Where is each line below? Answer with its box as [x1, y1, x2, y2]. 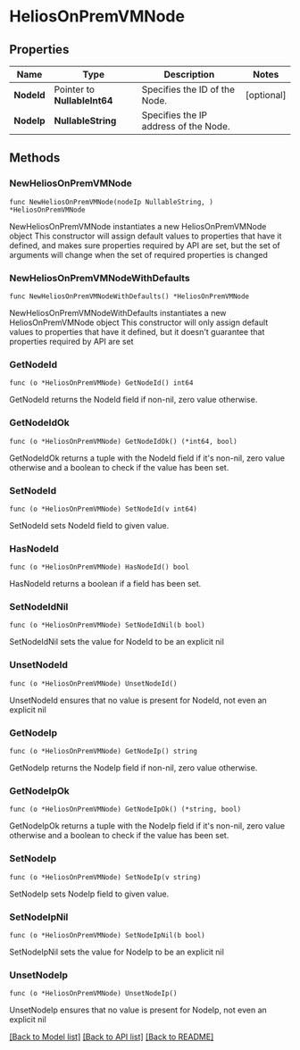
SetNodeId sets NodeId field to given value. [9, 520, 170, 530]
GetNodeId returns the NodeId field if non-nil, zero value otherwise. [9, 395, 258, 405]
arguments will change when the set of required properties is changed [9, 249, 268, 260]
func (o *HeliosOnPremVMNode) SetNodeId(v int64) [9, 504, 198, 513]
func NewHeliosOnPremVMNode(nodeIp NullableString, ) [9, 197, 214, 206]
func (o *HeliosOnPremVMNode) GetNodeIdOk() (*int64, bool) [9, 437, 238, 446]
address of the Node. [141, 121, 230, 132]
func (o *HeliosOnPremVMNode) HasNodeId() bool [9, 562, 190, 572]
